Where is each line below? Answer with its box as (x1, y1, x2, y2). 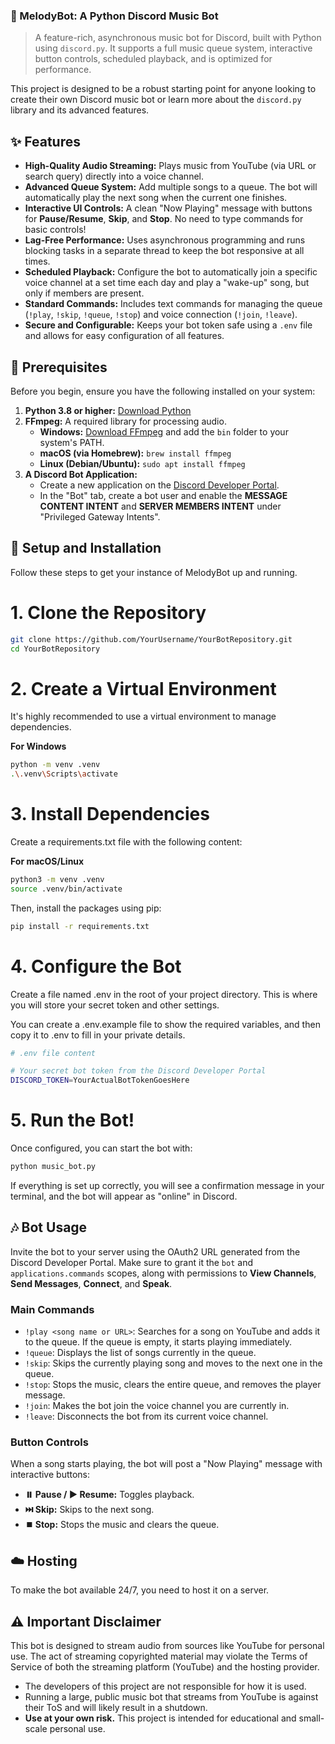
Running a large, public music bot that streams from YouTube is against (24, 1691, 319, 1703)
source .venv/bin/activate (10, 884, 123, 894)
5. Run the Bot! (10, 1109, 135, 1132)
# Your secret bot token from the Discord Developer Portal (10, 1066, 267, 1076)
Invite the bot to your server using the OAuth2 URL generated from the (10, 1245, 301, 1258)
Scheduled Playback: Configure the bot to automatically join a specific (24, 266, 318, 278)
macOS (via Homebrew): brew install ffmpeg (39, 447, 232, 459)
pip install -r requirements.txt (10, 921, 150, 931)
